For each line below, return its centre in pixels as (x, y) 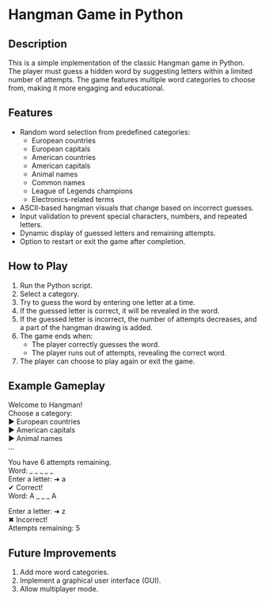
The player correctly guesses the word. (96, 344)
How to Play (38, 266)
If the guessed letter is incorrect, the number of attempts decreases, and (138, 319)
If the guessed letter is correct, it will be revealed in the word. (119, 310)
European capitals (61, 149)
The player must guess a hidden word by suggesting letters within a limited (131, 71)
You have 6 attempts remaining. (60, 462)
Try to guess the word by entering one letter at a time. (108, 302)
